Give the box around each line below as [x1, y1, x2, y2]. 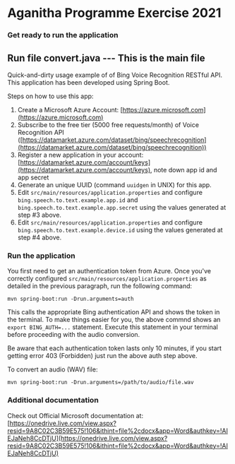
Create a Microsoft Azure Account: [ [17, 105, 123, 114]
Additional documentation [7, 395, 99, 405]
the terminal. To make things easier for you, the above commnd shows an [7, 316, 221, 324]
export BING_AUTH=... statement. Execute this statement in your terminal [7, 323, 219, 331]
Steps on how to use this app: [7, 92, 94, 100]
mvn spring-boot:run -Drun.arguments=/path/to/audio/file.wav [7, 379, 194, 386]
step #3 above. [17, 210, 62, 219]
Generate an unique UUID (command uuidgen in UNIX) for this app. [17, 180, 212, 189]
